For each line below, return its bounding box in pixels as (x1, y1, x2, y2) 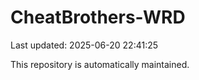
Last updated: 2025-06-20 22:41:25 (10, 39, 159, 51)
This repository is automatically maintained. (10, 58, 190, 70)
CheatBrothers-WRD (10, 6, 186, 29)
